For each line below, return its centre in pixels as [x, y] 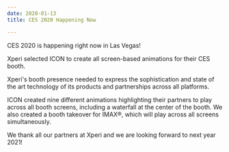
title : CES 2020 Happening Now [52, 20]
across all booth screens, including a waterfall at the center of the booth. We [115, 107]
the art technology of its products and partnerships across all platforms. [108, 86]
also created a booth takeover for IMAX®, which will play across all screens [113, 114]
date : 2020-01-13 [32, 13]
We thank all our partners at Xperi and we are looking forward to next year [112, 135]
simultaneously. [29, 121]
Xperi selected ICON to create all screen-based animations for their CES [109, 58]
